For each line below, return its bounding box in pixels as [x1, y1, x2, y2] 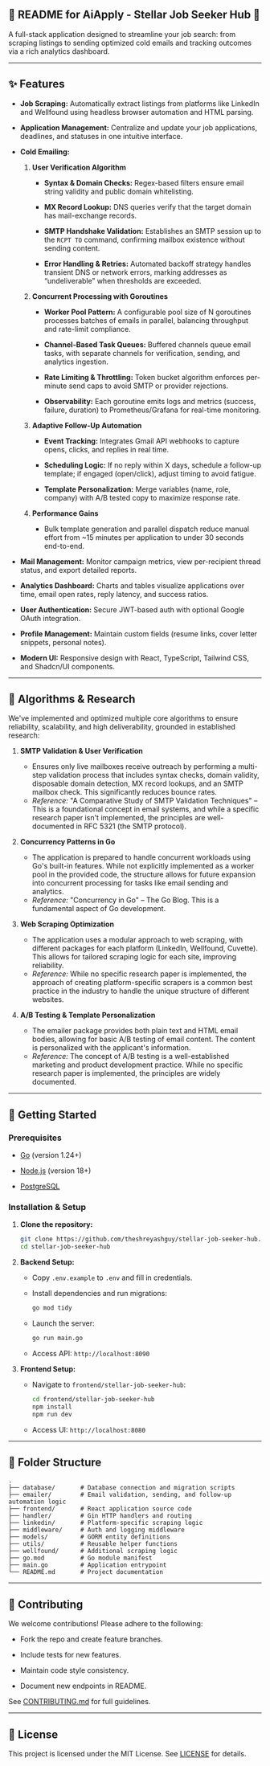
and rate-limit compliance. [43, 324, 131, 333]
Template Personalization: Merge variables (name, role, [43, 484, 231, 494]
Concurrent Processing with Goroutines [31, 291, 169, 301]
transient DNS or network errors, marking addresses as [43, 267, 227, 277]
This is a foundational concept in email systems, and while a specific [31, 804, 260, 814]
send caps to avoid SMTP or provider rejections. [68, 381, 229, 390]
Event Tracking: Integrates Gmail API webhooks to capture [43, 435, 239, 446]
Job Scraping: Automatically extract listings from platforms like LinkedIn [19, 98, 260, 108]
